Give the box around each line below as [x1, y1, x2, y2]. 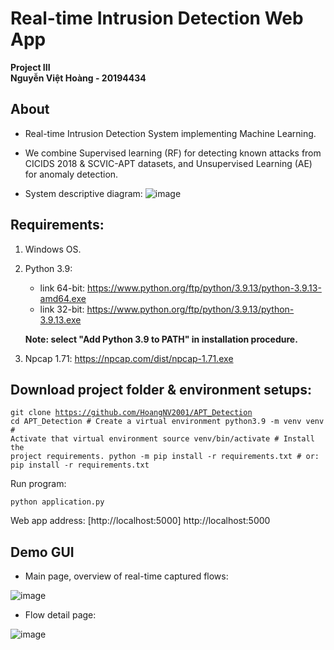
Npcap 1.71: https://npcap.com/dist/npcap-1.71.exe [24, 352, 234, 364]
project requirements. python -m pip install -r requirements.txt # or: [10, 452, 320, 462]
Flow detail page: [24, 609, 97, 621]
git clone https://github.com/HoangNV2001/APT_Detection [10, 408, 253, 418]
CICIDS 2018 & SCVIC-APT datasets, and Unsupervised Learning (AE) [24, 157, 313, 169]
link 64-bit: [39, 282, 86, 294]
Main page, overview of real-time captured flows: [24, 570, 229, 582]
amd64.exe [39, 292, 87, 304]
